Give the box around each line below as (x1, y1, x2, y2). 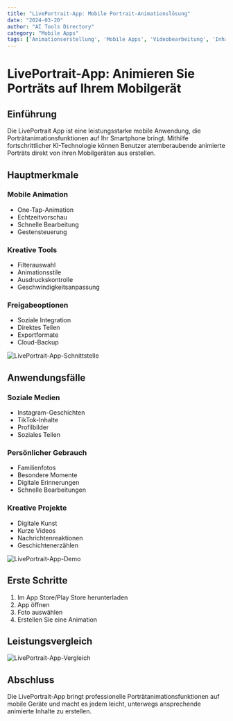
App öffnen (17, 600, 50, 608)
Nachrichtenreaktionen (17, 533, 83, 542)
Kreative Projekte (7, 503, 67, 513)
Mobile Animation (7, 190, 68, 199)
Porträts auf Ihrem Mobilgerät (7, 81, 182, 97)
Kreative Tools (7, 245, 58, 254)
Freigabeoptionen (7, 300, 69, 310)
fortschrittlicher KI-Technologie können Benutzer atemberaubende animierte (7, 142, 225, 150)
